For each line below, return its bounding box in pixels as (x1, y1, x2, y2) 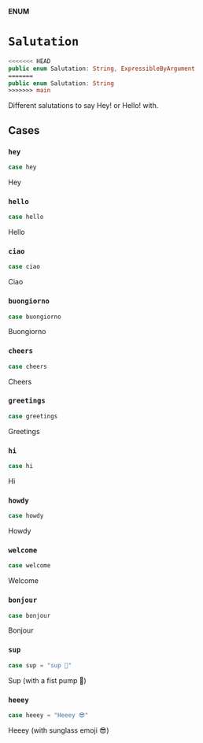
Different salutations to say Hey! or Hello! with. (8, 101, 159, 110)
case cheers (8, 362, 47, 370)
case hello (8, 213, 44, 221)
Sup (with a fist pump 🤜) (8, 675, 87, 685)
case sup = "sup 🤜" (8, 661, 72, 669)
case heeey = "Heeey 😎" (8, 711, 89, 719)
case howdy (8, 512, 44, 520)
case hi (8, 463, 34, 470)
